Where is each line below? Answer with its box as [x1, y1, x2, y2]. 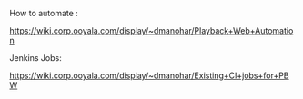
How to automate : [9, 8, 79, 18]
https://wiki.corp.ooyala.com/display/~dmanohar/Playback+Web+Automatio [9, 25, 294, 35]
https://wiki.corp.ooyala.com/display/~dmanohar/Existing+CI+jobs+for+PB [9, 70, 289, 81]
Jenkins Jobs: [9, 53, 62, 63]
